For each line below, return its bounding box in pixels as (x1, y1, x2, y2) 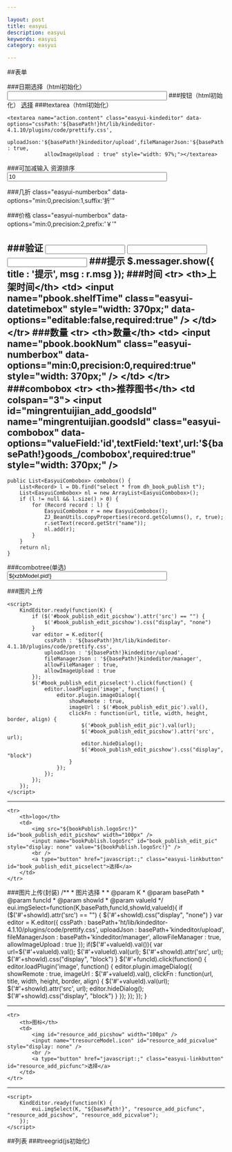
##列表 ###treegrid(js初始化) (7, 1137, 90, 1145)
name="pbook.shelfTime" (7, 292, 124, 304)
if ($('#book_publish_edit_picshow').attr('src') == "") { (32, 612, 206, 620)
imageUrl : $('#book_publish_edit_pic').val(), (68, 704, 209, 711)
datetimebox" (7, 303, 68, 315)
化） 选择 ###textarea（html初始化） (7, 101, 113, 109)
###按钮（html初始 (168, 91, 223, 100)
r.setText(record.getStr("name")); (43, 520, 147, 526)
